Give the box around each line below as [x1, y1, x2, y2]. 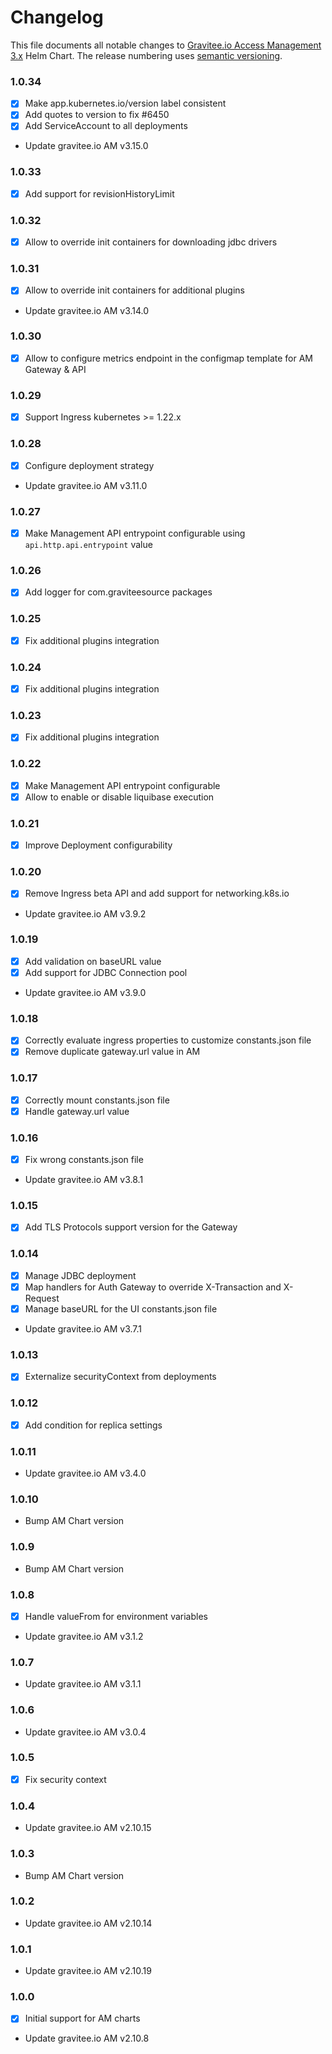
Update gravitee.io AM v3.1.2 [24, 1630, 144, 1642]
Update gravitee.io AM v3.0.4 [24, 1726, 147, 1738]
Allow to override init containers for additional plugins [24, 284, 246, 296]
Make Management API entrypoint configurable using [24, 527, 246, 539]
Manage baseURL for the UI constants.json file [24, 1302, 218, 1315]
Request [24, 1292, 60, 1304]
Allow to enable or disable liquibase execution [24, 791, 215, 803]
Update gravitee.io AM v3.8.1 [24, 1174, 144, 1186]
